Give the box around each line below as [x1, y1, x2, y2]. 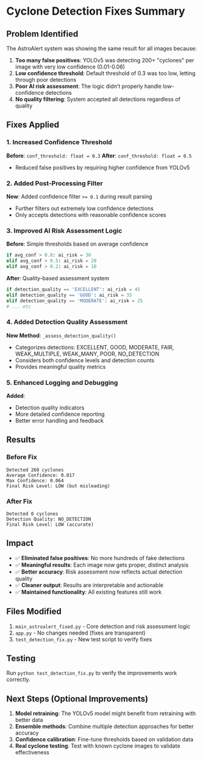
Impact [6, 538, 34, 548]
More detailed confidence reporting [15, 410, 105, 418]
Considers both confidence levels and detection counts [15, 356, 154, 364]
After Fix [6, 497, 32, 505]
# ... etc [6, 304, 32, 310]
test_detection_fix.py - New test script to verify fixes [15, 635, 152, 643]
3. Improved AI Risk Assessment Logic [6, 226, 123, 235]
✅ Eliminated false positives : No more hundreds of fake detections [15, 554, 185, 561]
